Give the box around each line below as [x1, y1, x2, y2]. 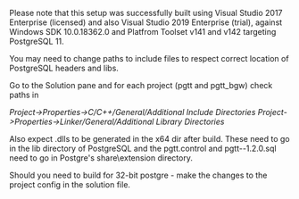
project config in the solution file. [9, 179, 131, 190]
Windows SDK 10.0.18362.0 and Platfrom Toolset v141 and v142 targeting [9, 27, 277, 37]
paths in [9, 89, 39, 100]
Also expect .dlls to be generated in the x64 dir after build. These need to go [9, 134, 290, 144]
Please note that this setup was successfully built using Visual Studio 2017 [9, 8, 283, 18]
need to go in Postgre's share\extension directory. [9, 153, 194, 163]
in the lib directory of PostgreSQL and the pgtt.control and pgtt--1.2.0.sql [9, 143, 277, 153]
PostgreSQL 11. [9, 36, 64, 46]
